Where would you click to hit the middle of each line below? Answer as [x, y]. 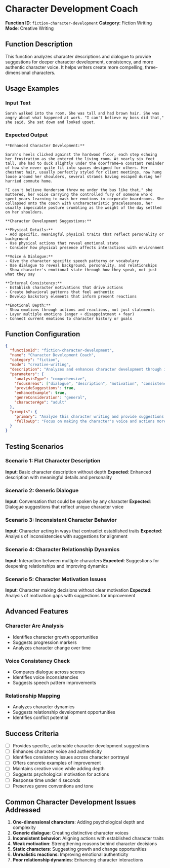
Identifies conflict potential [40, 717]
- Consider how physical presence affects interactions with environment [85, 247]
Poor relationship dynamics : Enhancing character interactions [78, 860]
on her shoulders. [25, 212]
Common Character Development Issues [71, 802]
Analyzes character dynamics [44, 707]
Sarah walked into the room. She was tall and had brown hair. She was [82, 114]
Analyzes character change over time [52, 647]
